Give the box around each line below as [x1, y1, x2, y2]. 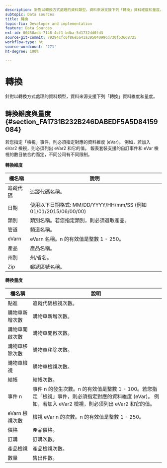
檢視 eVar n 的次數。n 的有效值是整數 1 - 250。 [32, 413, 144, 420]
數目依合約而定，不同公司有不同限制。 [13, 152, 92, 157]
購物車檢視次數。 [32, 363, 73, 370]
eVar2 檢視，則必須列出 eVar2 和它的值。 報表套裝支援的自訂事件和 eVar [5, 145, 153, 152]
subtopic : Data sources [5, 12, 55, 17]
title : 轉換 [5, 16, 28, 21]
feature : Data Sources [5, 26, 52, 31]
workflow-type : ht [5, 40, 43, 45]
